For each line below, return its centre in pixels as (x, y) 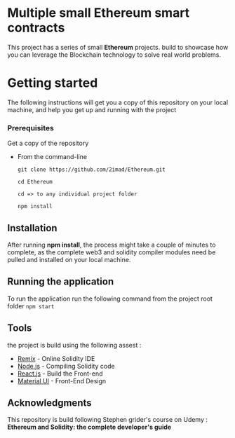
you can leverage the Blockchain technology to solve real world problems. (114, 55)
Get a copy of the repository (48, 143)
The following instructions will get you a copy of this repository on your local (118, 102)
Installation (32, 228)
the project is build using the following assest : (74, 345)
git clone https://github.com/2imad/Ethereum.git (92, 170)
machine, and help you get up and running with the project (92, 109)
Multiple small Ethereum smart (99, 13)
